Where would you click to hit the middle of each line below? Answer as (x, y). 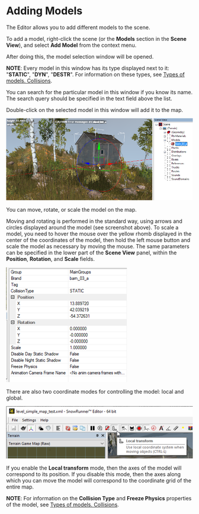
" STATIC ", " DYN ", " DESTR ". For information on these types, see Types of (95, 74)
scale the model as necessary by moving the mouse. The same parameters (98, 246)
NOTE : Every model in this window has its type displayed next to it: (88, 68)
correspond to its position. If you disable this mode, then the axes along (94, 474)
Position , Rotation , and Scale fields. (51, 258)
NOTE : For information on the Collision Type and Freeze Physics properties (99, 499)
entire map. (20, 487)
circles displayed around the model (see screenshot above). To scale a (92, 227)
